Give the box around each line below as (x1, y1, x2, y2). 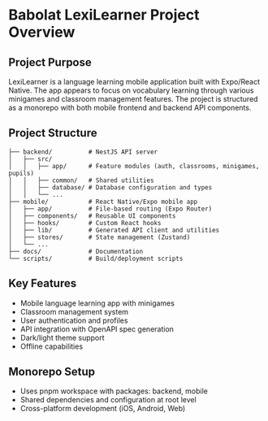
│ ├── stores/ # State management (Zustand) (8, 233, 191, 241)
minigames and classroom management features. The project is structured (8, 94, 258, 103)
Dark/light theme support (19, 332, 105, 342)
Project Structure (8, 126, 97, 140)
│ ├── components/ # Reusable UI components (8, 211, 176, 220)
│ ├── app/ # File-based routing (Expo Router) (8, 205, 213, 213)
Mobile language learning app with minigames (19, 298, 175, 308)
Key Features (8, 276, 77, 290)
